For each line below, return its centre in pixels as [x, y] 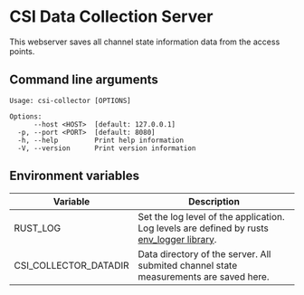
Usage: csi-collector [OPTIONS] [70, 100]
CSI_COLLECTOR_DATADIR [71, 265]
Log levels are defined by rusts [203, 228]
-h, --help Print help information [100, 140]
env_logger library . [177, 239]
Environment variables [75, 176]
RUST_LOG [38, 228]
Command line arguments [84, 80]
